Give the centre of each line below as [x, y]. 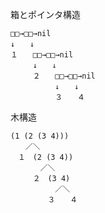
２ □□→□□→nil [64, 76]
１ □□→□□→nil [42, 55]
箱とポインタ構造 [45, 14]
